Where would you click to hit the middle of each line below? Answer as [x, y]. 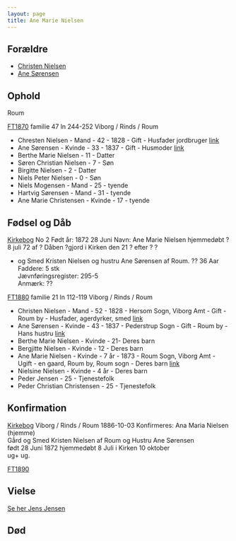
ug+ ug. [19, 455]
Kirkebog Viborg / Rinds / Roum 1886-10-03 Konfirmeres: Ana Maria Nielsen [118, 425]
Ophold [24, 96]
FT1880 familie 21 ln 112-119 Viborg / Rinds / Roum [80, 297]
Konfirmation [37, 408]
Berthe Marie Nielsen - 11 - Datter [66, 156]
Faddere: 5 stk [39, 268]
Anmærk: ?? [35, 283]
